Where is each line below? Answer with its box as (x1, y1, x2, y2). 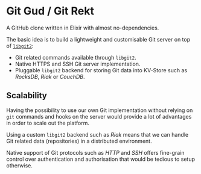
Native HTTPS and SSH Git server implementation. (14, 60, 141, 67)
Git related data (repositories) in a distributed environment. (6, 137, 152, 144)
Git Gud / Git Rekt (6, 4, 95, 18)
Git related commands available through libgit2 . (14, 54, 137, 61)
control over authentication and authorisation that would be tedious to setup (6, 155, 195, 163)
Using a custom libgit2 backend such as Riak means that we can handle (6, 131, 189, 138)
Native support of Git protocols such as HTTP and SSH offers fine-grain (6, 149, 185, 156)
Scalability (6, 90, 47, 101)
